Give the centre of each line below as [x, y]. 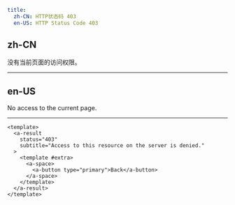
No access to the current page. [52, 108]
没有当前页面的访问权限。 [44, 62]
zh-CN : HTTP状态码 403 [45, 16]
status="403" [39, 139]
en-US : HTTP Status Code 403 [56, 23]
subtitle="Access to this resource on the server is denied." [112, 146]
